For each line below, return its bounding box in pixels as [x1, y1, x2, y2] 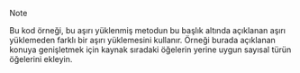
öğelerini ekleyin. [9, 54, 73, 64]
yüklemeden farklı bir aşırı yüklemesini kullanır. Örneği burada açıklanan [9, 35, 277, 45]
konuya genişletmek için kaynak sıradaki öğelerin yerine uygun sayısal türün [9, 44, 292, 55]
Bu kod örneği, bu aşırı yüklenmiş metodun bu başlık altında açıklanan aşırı [9, 25, 286, 35]
